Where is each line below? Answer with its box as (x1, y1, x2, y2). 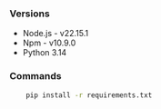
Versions (9, 7, 50, 20)
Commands (9, 70, 62, 83)
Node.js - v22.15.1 (22, 28, 89, 39)
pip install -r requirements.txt (25, 90, 153, 100)
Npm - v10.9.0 (22, 37, 76, 48)
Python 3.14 (22, 47, 67, 58)
